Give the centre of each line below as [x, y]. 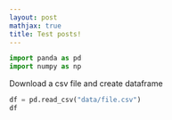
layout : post [33, 17]
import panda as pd [45, 59]
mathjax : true [36, 26]
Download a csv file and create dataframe [86, 84]
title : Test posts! [45, 34]
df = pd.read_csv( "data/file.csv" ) [75, 100]
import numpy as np [45, 67]
